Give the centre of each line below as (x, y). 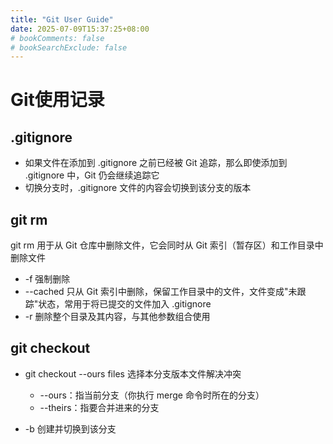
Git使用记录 (57, 100)
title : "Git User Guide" (62, 19)
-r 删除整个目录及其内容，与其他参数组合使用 (117, 317)
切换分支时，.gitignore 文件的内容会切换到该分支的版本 (138, 188)
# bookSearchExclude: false (69, 47)
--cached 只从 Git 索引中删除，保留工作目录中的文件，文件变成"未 (161, 292)
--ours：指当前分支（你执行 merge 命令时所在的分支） (152, 395)
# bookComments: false (57, 38)
